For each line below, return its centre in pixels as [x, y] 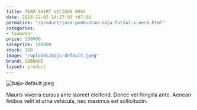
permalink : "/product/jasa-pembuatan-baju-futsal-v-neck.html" [86, 22]
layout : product [26, 67]
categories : [21, 28]
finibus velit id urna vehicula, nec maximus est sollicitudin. [77, 101]
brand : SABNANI [25, 61]
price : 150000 [24, 39]
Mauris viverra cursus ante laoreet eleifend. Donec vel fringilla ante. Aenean [99, 95]
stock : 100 [20, 50]
